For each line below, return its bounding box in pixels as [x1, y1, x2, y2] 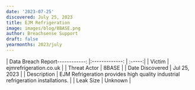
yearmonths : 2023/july [6, 42, 62, 48]
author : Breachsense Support [6, 31, 78, 37]
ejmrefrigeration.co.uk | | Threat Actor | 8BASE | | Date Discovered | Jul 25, [6, 64, 190, 71]
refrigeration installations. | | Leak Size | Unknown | [6, 76, 132, 83]
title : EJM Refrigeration [6, 20, 70, 25]
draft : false [6, 36, 39, 42]
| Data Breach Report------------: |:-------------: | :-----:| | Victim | [6, 57, 169, 65]
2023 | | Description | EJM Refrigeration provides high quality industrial [6, 70, 180, 78]
